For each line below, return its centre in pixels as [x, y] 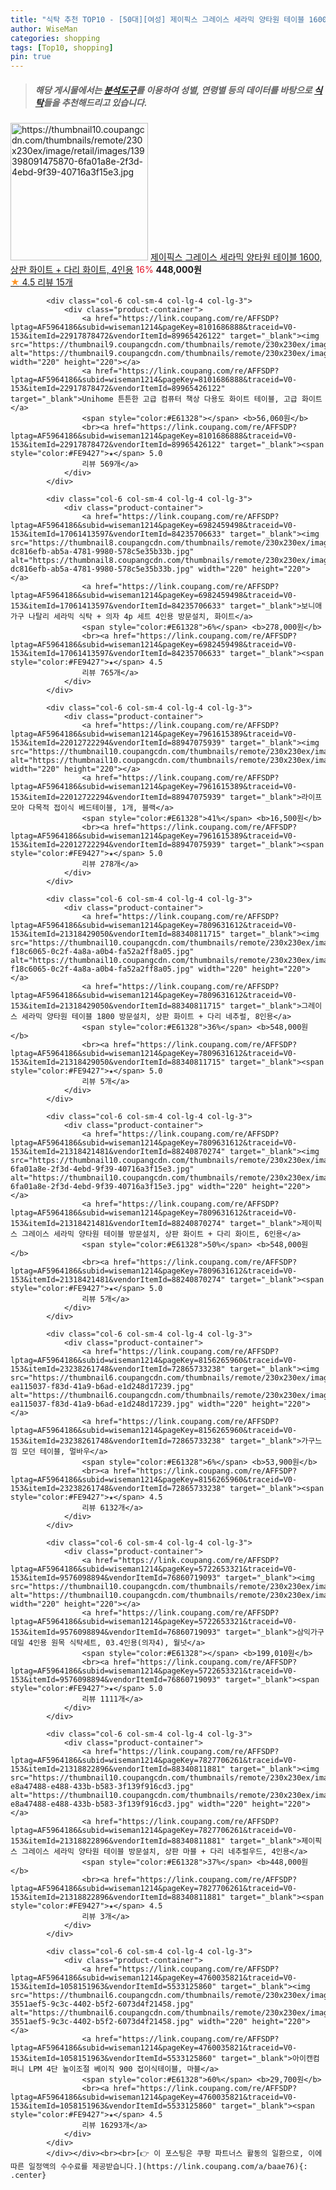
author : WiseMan [44, 29]
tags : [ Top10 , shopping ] [62, 47]
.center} [28, 2176]
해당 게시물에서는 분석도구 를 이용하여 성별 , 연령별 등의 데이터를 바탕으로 [173, 90]
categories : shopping [55, 38]
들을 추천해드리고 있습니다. [95, 102]
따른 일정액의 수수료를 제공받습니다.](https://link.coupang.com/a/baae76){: [159, 2167]
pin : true [31, 57]
